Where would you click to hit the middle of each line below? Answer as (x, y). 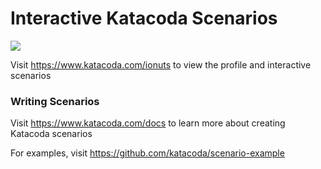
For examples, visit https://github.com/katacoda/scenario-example (147, 153)
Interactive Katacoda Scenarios (144, 18)
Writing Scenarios (55, 101)
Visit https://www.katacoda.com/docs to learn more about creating (148, 123)
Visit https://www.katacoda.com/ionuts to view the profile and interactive (161, 64)
